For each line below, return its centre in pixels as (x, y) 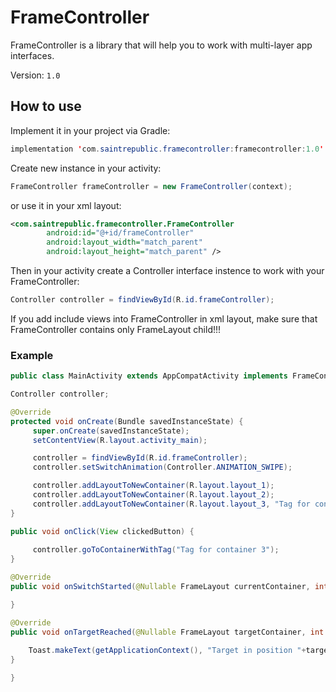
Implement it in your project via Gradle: (90, 130)
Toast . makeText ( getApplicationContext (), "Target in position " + (167, 651)
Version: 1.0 (35, 75)
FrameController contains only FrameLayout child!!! (116, 329)
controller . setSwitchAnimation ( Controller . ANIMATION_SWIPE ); (162, 467)
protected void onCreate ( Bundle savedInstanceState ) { (127, 421)
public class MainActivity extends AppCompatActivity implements (149, 376)
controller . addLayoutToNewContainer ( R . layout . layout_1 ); (153, 486)
